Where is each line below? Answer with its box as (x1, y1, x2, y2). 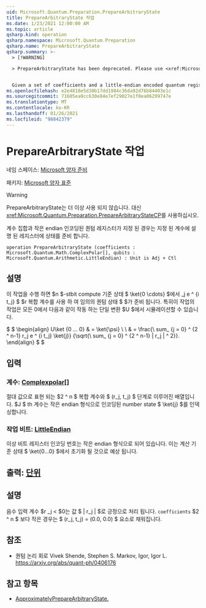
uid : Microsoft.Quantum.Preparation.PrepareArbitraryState (6, 9, 161, 15)
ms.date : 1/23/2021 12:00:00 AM (6, 20, 89, 26)
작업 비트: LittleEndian (6, 425, 71, 433)
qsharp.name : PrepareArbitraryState (6, 43, 100, 50)
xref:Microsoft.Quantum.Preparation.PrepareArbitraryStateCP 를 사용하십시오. (6, 211, 199, 219)
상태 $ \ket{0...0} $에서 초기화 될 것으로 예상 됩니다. (12, 448, 138, 455)
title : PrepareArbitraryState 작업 (6, 15, 95, 21)
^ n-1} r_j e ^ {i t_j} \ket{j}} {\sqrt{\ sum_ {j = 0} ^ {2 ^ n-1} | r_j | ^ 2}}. (6, 332, 180, 340)
